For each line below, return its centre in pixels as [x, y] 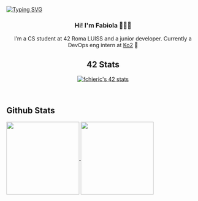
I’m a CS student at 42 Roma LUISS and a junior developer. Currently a [103, 39]
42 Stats [103, 64]
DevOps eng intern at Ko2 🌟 [103, 45]
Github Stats [31, 110]
